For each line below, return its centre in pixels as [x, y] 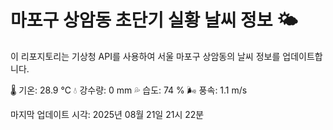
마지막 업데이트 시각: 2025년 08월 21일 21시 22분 [107, 114]
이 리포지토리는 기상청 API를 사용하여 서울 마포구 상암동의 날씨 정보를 [145, 56]
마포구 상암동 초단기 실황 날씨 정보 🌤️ [154, 20]
